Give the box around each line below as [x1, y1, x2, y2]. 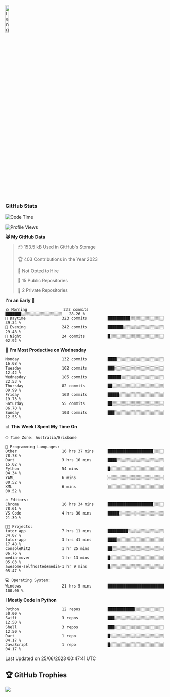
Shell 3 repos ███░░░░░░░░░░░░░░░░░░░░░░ [5, 624, 165, 630]
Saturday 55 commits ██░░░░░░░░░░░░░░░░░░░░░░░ [5, 401, 165, 406]
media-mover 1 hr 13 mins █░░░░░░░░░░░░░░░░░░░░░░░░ [5, 555, 165, 560]
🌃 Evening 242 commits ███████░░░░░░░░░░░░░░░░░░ [5, 324, 165, 329]
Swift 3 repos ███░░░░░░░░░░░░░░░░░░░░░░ [5, 615, 165, 620]
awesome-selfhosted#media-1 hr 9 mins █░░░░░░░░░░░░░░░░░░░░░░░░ [5, 564, 165, 569]
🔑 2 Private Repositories [17, 287, 69, 294]
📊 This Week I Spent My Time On [5, 423, 77, 429]
